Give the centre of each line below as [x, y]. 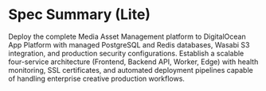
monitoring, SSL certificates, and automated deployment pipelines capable [131, 70]
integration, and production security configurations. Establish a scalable [126, 53]
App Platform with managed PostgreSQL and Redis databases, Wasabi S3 [129, 44]
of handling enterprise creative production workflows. [97, 78]
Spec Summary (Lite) [80, 15]
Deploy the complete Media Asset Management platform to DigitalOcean [127, 36]
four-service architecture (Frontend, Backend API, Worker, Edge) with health [133, 62]
